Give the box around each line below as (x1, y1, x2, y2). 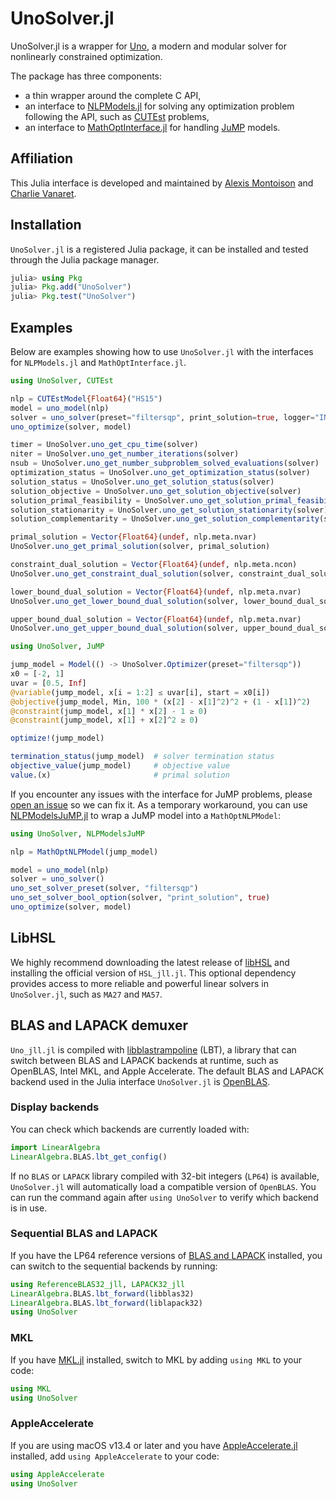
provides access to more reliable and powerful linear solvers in (10, 977, 269, 989)
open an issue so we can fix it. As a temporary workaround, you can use (10, 798, 308, 811)
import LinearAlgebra (10, 1142, 101, 1152)
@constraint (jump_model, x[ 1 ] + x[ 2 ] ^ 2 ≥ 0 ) (10, 715, 199, 726)
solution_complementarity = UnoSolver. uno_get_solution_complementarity (10, 514, 320, 524)
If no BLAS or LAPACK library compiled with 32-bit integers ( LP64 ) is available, (10, 1170, 320, 1182)
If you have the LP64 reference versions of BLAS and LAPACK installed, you (10, 1249, 323, 1261)
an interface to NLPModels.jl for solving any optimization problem (24, 100, 295, 112)
